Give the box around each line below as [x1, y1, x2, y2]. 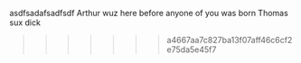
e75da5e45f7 [166, 44, 217, 55]
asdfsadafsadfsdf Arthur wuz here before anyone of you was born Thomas [9, 8, 289, 18]
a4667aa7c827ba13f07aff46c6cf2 [166, 35, 293, 45]
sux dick [9, 17, 41, 28]
